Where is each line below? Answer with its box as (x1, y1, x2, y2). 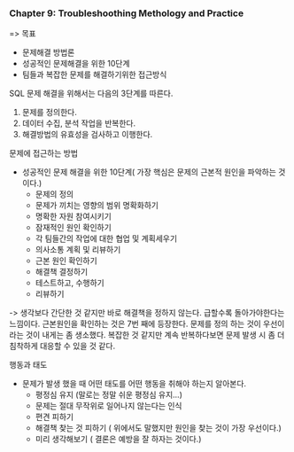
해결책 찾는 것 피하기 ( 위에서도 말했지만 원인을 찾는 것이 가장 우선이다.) (35, 423, 282, 433)
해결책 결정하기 (35, 267, 89, 277)
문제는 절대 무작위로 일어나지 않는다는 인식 (35, 401, 183, 411)
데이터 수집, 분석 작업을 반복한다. (21, 118, 135, 129)
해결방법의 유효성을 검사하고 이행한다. (21, 129, 153, 140)
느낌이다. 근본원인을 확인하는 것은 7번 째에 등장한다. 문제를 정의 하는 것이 (9, 318, 261, 330)
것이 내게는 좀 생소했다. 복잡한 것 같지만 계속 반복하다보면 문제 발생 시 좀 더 (25, 330, 285, 340)
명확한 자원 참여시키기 (35, 211, 112, 222)
